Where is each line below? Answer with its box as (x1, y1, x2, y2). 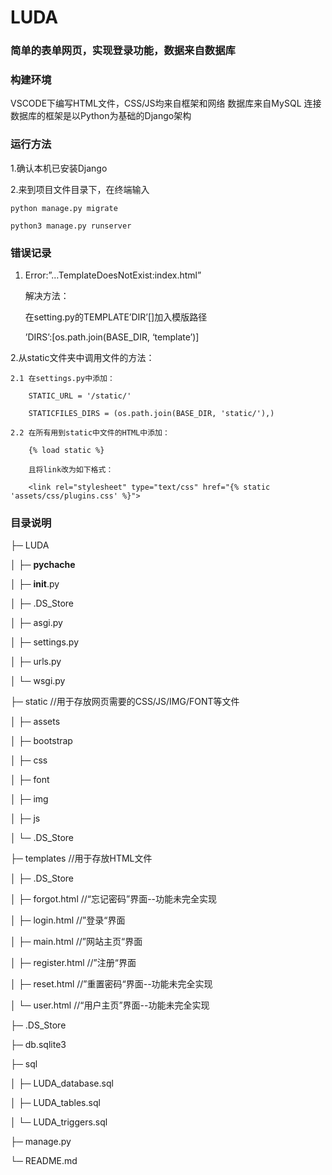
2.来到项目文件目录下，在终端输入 (10, 183, 150, 195)
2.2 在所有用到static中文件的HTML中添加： (10, 428, 170, 438)
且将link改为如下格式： (28, 465, 114, 475)
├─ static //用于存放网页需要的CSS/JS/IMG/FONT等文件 (10, 696, 240, 708)
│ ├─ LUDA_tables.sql (10, 1097, 101, 1109)
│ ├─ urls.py (10, 656, 62, 668)
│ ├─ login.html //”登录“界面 (10, 914, 126, 926)
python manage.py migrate (10, 203, 118, 213)
